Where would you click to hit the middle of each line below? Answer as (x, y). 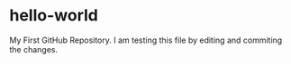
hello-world (54, 16)
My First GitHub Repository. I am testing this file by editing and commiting (146, 40)
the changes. (34, 49)
